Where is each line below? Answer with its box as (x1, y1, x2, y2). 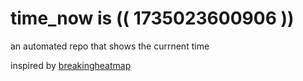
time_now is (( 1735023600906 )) (10, 7, 295, 30)
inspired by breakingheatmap (10, 59, 132, 71)
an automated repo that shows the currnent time (10, 40, 210, 52)
